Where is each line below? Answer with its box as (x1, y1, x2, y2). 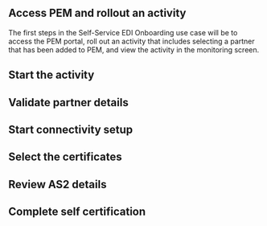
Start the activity (8, 68, 95, 82)
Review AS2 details (8, 177, 107, 191)
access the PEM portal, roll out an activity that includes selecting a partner (8, 36, 255, 46)
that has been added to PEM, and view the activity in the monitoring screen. (8, 44, 260, 55)
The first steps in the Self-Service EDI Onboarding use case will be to (8, 27, 238, 37)
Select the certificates (8, 150, 122, 164)
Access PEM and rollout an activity (8, 6, 187, 20)
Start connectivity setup (8, 122, 133, 136)
